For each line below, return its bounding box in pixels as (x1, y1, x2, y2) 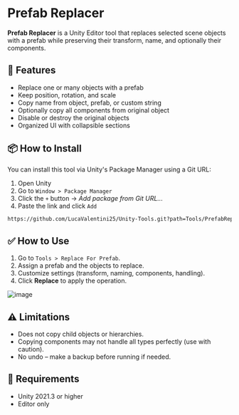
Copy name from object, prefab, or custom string (17, 98, 161, 107)
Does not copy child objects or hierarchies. (17, 330, 144, 339)
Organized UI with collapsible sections (17, 121, 130, 130)
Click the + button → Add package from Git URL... (17, 194, 164, 202)
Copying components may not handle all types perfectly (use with (17, 337, 211, 346)
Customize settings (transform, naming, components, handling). (17, 269, 205, 278)
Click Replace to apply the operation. (17, 276, 127, 285)
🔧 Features (7, 64, 56, 76)
